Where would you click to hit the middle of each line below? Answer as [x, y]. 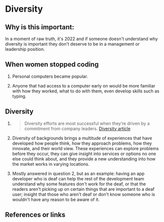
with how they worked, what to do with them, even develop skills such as [86, 91]
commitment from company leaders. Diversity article [77, 129]
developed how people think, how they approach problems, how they [82, 143]
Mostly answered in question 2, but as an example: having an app [78, 173]
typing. [19, 96]
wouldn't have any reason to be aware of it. [56, 200]
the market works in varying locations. [51, 164]
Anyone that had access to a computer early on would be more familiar [84, 86]
